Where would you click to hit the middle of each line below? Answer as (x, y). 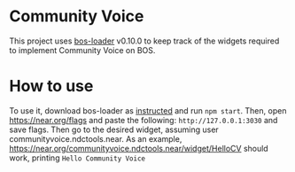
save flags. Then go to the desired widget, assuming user (114, 129)
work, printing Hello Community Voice (78, 158)
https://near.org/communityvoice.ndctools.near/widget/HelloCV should (139, 148)
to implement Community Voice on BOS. (82, 50)
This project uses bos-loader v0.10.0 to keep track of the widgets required (144, 41)
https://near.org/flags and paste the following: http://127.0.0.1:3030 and (144, 120)
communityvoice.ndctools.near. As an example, (96, 138)
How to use (51, 86)
